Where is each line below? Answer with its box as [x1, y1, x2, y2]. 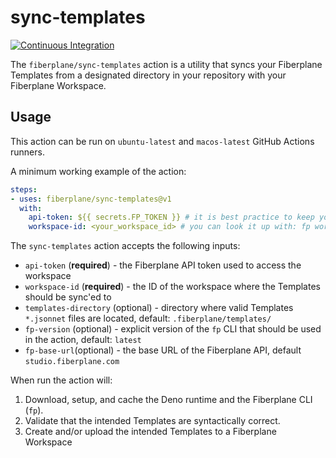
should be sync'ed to [24, 291, 112, 303]
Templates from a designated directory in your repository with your [10, 69, 287, 81]
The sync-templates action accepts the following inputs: [10, 240, 241, 252]
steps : [10, 184, 38, 195]
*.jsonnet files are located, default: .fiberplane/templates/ [24, 312, 272, 325]
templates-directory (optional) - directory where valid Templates [24, 302, 294, 314]
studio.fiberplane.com [24, 357, 120, 367]
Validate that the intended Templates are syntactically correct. [24, 415, 281, 427]
